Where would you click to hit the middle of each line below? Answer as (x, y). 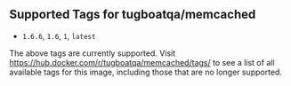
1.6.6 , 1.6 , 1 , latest (59, 35)
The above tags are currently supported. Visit (93, 53)
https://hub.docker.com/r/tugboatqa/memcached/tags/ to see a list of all (142, 62)
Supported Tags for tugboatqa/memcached (133, 15)
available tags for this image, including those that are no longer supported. (146, 72)
